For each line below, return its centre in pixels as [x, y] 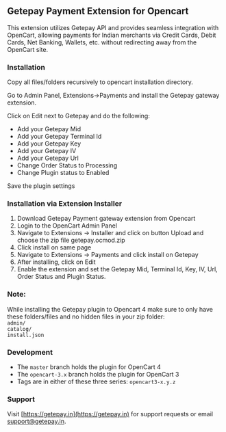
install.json [26, 335]
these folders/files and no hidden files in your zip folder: [86, 316]
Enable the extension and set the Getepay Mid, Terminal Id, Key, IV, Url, [117, 269]
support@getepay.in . [37, 421]
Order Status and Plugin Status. [61, 277]
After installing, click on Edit [56, 262]
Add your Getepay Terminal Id [59, 137]
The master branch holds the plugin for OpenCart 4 [89, 367]
